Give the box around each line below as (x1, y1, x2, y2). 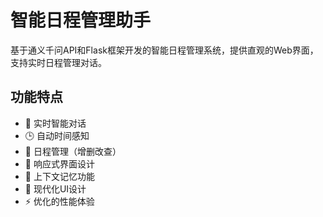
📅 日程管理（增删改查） (24, 145, 122, 157)
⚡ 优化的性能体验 (24, 195, 95, 207)
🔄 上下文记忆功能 (24, 170, 95, 182)
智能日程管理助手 (10, 9, 152, 32)
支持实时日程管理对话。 (10, 56, 107, 68)
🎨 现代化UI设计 (24, 182, 87, 195)
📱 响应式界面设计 (24, 157, 95, 170)
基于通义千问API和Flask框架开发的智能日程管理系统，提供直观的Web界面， (10, 44, 319, 56)
